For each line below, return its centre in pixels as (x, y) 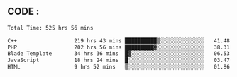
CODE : (23, 12)
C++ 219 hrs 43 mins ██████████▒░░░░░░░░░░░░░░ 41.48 (119, 41)
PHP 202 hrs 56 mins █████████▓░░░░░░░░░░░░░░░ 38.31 (119, 47)
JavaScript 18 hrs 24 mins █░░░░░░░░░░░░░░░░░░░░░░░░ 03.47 (119, 60)
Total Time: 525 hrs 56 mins (50, 28)
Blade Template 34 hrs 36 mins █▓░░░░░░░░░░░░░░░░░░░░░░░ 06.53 (119, 54)
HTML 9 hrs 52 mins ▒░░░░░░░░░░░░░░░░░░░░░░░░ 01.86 (119, 67)
